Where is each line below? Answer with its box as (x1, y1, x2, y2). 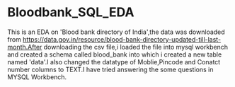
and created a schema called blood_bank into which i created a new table (7, 50, 222, 59)
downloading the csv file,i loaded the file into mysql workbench (43, 42, 229, 51)
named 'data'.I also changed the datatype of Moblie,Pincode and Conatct (7, 57, 221, 66)
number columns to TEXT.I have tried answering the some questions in (7, 65, 214, 74)
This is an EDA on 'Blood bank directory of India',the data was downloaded (7, 28, 225, 36)
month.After (7, 42, 42, 51)
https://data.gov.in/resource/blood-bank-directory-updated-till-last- (22, 35, 222, 43)
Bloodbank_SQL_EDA (7, 4, 134, 21)
